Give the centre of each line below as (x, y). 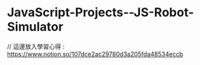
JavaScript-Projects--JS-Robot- (101, 13)
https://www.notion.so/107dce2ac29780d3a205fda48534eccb (95, 54)
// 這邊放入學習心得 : (36, 46)
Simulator (35, 27)
